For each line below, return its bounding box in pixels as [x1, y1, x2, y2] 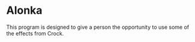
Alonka [6, 4, 43, 17]
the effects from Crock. [6, 29, 64, 37]
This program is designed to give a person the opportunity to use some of [6, 23, 190, 31]
